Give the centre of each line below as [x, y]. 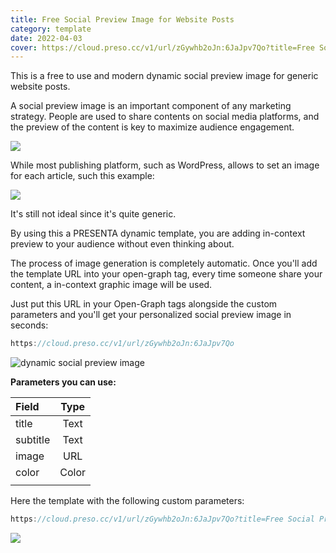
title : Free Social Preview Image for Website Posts [122, 19]
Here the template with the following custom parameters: [127, 501]
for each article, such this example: [82, 176]
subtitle [33, 440]
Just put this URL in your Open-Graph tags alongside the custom [144, 304]
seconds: [29, 325]
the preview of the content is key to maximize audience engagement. [152, 127]
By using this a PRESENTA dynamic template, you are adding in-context [158, 233]
